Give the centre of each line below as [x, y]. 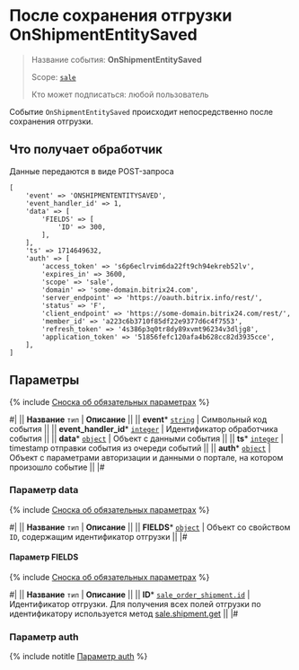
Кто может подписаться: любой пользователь [120, 94]
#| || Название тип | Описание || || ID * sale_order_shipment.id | [130, 595]
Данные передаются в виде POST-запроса [92, 171]
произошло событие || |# [57, 467]
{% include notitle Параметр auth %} [79, 657]
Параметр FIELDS [44, 557]
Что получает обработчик [86, 150]
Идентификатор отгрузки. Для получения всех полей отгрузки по [136, 604]
